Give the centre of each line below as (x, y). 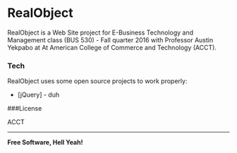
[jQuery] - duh (38, 95)
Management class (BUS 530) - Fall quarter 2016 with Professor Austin (110, 39)
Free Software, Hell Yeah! (45, 142)
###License (25, 109)
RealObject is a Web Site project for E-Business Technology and (101, 32)
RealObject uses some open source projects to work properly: (97, 81)
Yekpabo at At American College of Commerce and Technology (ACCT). (112, 47)
